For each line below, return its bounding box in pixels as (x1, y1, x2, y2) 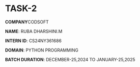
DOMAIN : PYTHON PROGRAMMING (5, 47, 79, 53)
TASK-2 (5, 3, 37, 14)
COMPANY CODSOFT (5, 19, 49, 25)
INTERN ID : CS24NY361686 (5, 37, 62, 44)
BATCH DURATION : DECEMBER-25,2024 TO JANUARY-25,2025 (5, 56, 136, 62)
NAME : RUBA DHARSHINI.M (5, 28, 63, 34)
